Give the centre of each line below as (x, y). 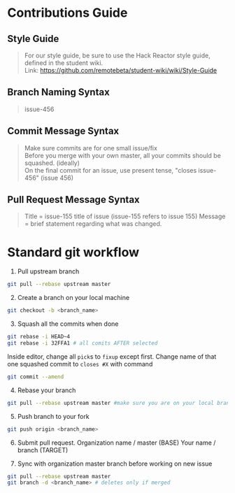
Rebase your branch (47, 390)
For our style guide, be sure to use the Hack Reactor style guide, (117, 55)
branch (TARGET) (43, 450)
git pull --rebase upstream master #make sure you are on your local (111, 403)
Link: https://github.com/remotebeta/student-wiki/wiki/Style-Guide (121, 70)
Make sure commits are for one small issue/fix (91, 148)
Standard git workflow (73, 252)
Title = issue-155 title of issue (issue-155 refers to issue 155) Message (125, 216)
